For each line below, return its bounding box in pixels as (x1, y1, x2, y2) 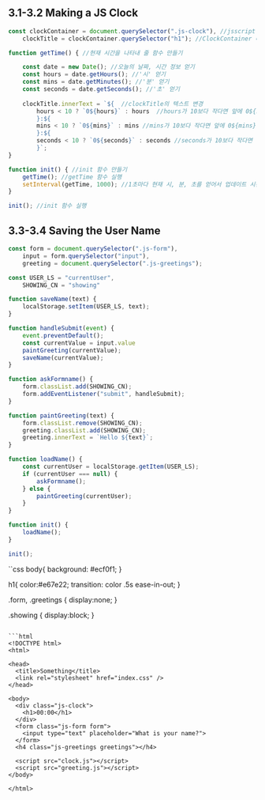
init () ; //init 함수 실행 (8, 202, 87, 210)
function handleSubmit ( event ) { (8, 324, 114, 332)
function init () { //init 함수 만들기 (8, 165, 128, 173)
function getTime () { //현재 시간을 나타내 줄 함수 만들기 (8, 49, 183, 57)
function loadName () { (8, 455, 83, 463)
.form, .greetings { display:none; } (8, 594, 118, 604)
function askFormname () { (8, 375, 93, 383)
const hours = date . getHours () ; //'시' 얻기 (22, 70, 166, 78)
